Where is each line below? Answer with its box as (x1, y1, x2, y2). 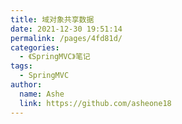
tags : (10, 61, 33, 71)
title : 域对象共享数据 (10, 14, 95, 25)
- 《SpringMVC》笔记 (19, 52, 91, 62)
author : (10, 80, 43, 90)
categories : (10, 42, 60, 53)
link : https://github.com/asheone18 (19, 98, 172, 108)
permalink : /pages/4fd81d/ (10, 33, 123, 43)
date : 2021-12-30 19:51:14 (10, 24, 123, 34)
